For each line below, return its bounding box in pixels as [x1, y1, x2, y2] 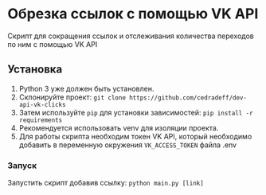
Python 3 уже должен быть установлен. [18, 84, 155, 93]
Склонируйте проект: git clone [18, 92, 127, 102]
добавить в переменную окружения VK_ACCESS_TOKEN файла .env [18, 140, 237, 150]
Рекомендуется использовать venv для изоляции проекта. [18, 123, 219, 132]
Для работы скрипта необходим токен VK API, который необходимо [18, 131, 252, 141]
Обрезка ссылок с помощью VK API [7, 5, 259, 23]
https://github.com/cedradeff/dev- [129, 93, 248, 102]
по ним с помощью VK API [7, 39, 98, 49]
